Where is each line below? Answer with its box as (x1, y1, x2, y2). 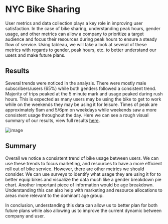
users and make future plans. (5, 52, 66, 58)
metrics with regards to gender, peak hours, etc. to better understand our (5, 47, 156, 53)
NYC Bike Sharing (5, 4, 81, 15)
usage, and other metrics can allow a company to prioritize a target (5, 31, 144, 37)
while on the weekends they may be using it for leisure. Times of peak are (5, 101, 158, 107)
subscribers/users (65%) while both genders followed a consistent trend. (5, 85, 156, 91)
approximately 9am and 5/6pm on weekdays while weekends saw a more (5, 106, 157, 113)
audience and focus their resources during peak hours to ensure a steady (5, 36, 157, 42)
